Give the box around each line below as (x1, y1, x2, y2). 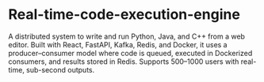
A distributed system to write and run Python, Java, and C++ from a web (8, 32, 246, 41)
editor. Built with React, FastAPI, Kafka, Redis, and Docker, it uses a (8, 39, 228, 49)
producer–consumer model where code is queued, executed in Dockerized (8, 48, 253, 58)
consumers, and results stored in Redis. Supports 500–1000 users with (8, 57, 239, 66)
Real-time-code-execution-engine (8, 6, 240, 24)
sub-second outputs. (26, 65, 95, 74)
